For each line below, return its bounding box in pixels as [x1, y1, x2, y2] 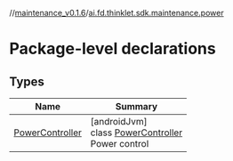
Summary [115, 101, 158, 112]
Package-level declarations [9, 39, 216, 59]
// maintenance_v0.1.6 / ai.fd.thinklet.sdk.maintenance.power [9, 8, 224, 18]
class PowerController [90, 126, 183, 139]
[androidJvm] [90, 116, 148, 127]
